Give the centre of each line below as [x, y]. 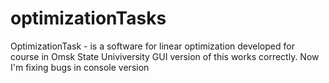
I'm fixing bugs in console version [80, 67]
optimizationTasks [88, 18]
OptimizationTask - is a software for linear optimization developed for [152, 46]
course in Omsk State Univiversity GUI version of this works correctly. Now [165, 56]
